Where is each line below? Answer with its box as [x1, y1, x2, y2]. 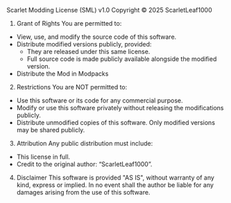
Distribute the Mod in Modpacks [16, 69, 109, 78]
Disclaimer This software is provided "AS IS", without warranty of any [16, 173, 214, 182]
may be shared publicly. [16, 126, 85, 134]
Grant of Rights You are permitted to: [16, 19, 122, 27]
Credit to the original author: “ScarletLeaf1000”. [16, 160, 153, 168]
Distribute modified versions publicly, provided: [16, 40, 152, 48]
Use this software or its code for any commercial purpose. [16, 96, 183, 105]
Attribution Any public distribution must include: [16, 139, 153, 148]
